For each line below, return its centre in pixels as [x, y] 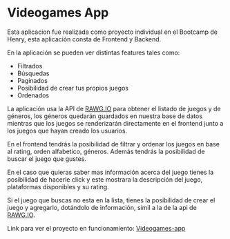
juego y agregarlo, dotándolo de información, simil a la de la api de [102, 207]
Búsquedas [33, 73]
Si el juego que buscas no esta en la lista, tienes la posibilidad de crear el [111, 200]
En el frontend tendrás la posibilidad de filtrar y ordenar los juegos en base [113, 144]
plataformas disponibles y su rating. [58, 187]
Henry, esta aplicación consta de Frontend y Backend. [84, 39]
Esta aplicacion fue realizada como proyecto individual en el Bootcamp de [112, 32]
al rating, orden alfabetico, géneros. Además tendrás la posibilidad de [106, 151]
